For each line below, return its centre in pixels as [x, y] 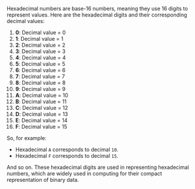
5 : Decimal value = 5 [40, 64]
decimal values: [26, 21]
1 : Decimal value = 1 [39, 39]
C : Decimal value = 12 [42, 108]
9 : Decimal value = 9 [40, 89]
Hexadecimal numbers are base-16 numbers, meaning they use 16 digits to [97, 9]
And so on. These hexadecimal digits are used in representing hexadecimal [98, 167]
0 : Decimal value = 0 [40, 32]
